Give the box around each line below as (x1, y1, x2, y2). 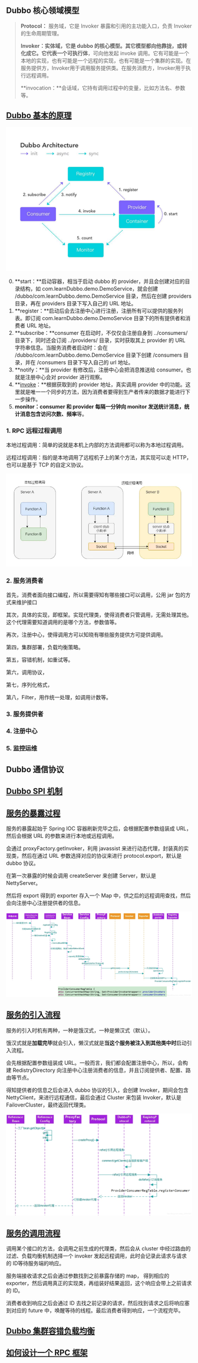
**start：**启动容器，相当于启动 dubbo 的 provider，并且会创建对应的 (14, 278, 186, 285)
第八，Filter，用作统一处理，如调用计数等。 (6, 693, 112, 700)
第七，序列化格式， (6, 681, 53, 688)
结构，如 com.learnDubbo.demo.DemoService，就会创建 (19, 285, 159, 292)
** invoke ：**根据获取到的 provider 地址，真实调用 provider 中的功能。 (14, 381, 186, 388)
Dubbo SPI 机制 (6, 786, 63, 796)
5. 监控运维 (6, 745, 38, 753)
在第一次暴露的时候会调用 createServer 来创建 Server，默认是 (6, 872, 156, 879)
